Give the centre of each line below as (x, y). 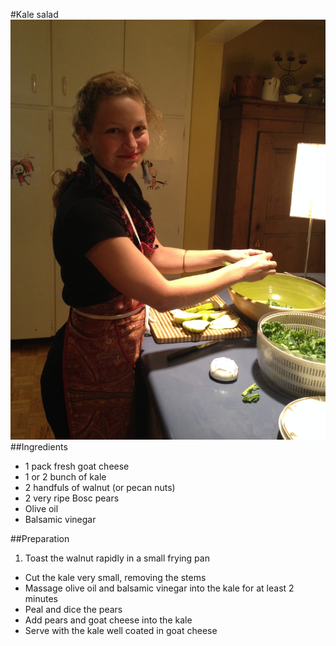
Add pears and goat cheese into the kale (108, 620)
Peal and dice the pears (73, 609)
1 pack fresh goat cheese (77, 466)
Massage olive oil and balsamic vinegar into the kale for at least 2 (159, 588)
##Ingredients (39, 447)
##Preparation (40, 538)
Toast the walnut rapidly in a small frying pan (117, 558)
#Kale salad (34, 14)
